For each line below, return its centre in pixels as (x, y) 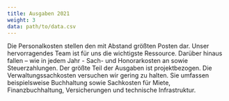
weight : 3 (22, 20)
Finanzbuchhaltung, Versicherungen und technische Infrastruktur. (102, 90)
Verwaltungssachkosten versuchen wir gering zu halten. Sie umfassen (108, 75)
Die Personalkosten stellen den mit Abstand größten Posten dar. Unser (108, 46)
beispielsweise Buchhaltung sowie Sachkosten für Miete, (89, 83)
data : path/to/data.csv (42, 26)
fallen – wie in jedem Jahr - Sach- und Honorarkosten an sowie (97, 61)
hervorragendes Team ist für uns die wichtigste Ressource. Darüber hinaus (115, 53)
